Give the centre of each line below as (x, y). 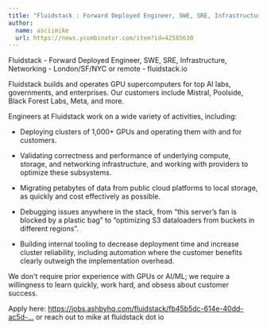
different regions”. (49, 229)
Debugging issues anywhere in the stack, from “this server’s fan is (128, 212)
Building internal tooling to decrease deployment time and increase (130, 244)
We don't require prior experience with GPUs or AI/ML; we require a (119, 277)
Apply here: (27, 309)
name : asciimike (42, 30)
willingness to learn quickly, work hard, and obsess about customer (118, 285)
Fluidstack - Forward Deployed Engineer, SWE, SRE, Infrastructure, (118, 60)
